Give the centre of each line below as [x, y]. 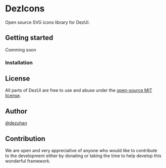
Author [16, 111]
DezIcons [25, 9]
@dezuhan [16, 123]
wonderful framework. [28, 161]
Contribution [25, 139]
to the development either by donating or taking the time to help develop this [83, 156]
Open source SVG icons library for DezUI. [48, 22]
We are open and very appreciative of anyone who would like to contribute [81, 151]
